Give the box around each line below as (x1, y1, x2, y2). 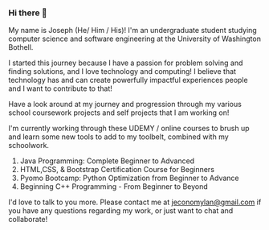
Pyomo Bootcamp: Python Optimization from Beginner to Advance (19, 173, 239, 183)
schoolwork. (8, 141, 50, 150)
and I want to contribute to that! (8, 84, 112, 93)
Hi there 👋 (8, 7, 48, 18)
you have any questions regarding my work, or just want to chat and (8, 206, 234, 216)
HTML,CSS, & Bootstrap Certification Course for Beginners (19, 165, 215, 175)
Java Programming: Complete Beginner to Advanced (19, 156, 195, 166)
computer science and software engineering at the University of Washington (8, 34, 261, 43)
